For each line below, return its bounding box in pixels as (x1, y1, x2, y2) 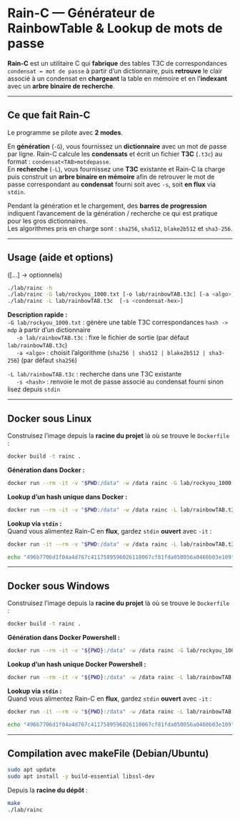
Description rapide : (7, 311, 68, 319)
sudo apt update (7, 766, 56, 774)
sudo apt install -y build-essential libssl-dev (7, 773, 155, 780)
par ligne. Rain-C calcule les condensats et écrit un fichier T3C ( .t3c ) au (7, 149, 223, 158)
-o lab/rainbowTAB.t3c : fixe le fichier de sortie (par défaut (16, 334, 189, 342)
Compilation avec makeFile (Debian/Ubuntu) (7, 747, 209, 759)
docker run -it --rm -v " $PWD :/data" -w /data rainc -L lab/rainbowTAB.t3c (7, 541, 238, 548)
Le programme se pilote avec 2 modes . (7, 128, 124, 136)
